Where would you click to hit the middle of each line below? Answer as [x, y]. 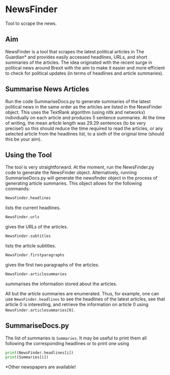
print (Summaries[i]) [27, 357]
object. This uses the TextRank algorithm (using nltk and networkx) [75, 112]
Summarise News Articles [47, 89]
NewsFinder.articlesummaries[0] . [40, 310]
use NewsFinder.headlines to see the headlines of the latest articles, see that [85, 299]
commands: [18, 189]
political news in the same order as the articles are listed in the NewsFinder [84, 107]
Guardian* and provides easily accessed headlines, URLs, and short [76, 57]
